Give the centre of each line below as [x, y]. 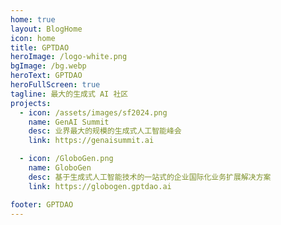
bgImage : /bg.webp [48, 66]
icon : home [33, 38]
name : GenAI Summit [69, 122]
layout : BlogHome [46, 29]
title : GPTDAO [40, 47]
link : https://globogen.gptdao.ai [100, 186]
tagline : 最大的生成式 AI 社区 [69, 94]
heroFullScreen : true [55, 85]
